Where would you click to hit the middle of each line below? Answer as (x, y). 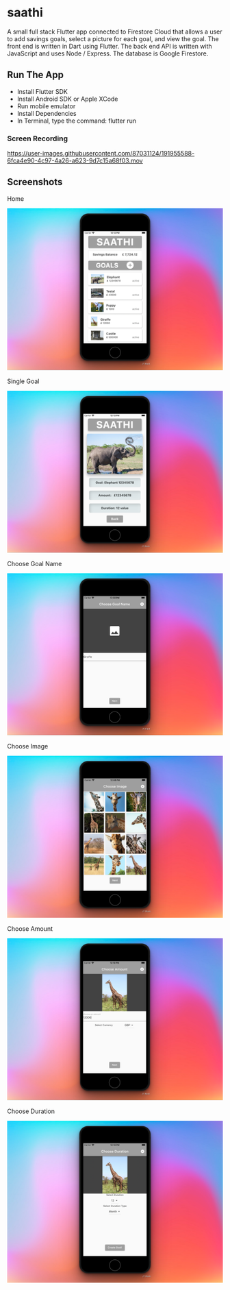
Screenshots (35, 182)
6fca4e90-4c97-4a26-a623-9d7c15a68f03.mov (75, 161)
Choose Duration (31, 1111)
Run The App (35, 75)
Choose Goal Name (35, 563)
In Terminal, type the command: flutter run (77, 121)
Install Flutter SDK (42, 91)
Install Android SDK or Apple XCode (67, 99)
